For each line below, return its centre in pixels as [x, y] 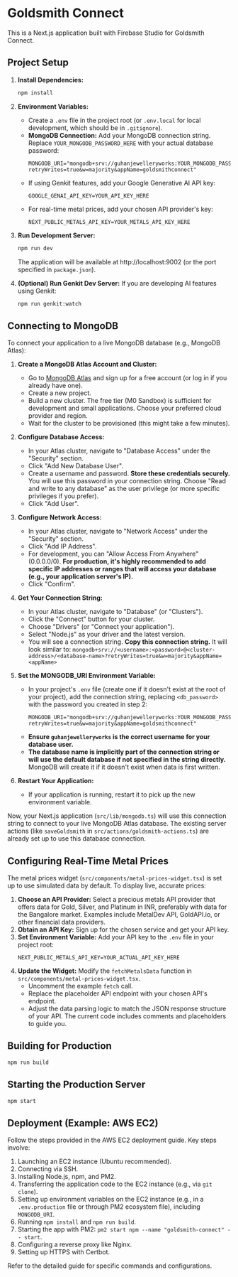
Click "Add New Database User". [76, 466]
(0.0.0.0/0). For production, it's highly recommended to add [117, 561]
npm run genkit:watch [49, 303]
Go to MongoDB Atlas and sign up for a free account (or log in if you [127, 378]
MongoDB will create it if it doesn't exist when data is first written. [124, 767]
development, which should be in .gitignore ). [95, 128]
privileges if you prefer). [63, 496]
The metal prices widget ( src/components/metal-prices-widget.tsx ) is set [115, 878]
